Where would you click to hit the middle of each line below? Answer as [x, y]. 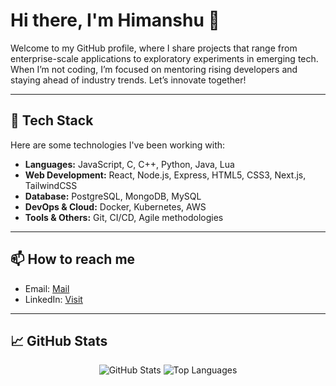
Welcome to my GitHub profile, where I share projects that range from [154, 48]
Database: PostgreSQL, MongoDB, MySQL [113, 196]
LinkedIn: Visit [53, 299]
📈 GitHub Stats [59, 340]
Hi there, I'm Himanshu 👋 [115, 20]
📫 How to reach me [73, 259]
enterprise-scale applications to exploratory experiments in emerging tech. [164, 58]
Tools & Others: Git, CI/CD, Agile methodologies [124, 217]
